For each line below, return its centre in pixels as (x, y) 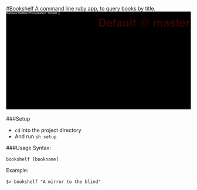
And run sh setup (35, 136)
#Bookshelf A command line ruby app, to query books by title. (81, 9)
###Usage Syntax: (29, 148)
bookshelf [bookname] (33, 159)
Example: (17, 170)
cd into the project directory (48, 130)
